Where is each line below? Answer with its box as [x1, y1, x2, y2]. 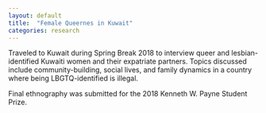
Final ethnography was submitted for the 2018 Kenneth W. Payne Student [8, 89, 248, 99]
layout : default [8, 11, 62, 20]
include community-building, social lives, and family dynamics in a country [8, 65, 253, 75]
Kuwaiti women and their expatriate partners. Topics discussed [40, 56, 248, 66]
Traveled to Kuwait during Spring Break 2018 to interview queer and [8, 49, 230, 58]
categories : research [8, 26, 80, 34]
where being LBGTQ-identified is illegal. [8, 73, 139, 84]
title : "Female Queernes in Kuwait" [8, 19, 133, 27]
